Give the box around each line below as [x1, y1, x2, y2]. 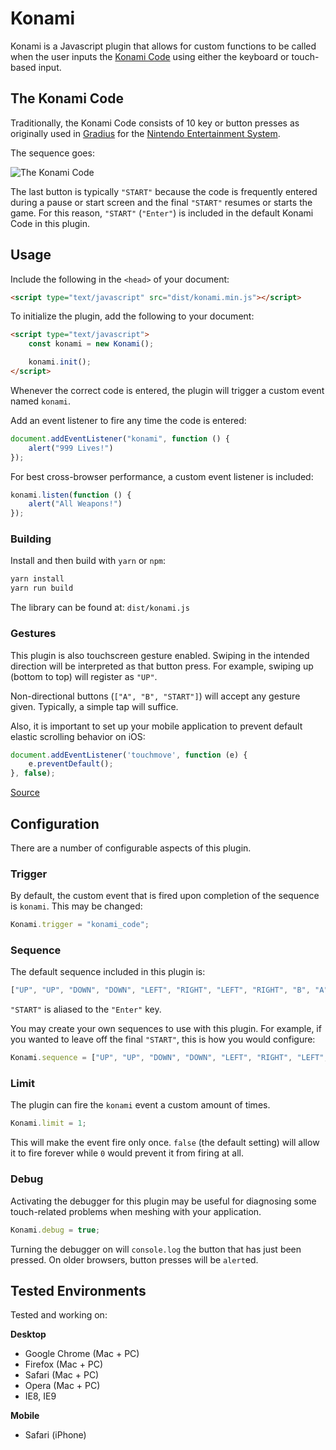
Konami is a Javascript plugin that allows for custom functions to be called [10, 40, 317, 52]
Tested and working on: [10, 1309, 108, 1321]
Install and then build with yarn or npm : [10, 555, 167, 567]
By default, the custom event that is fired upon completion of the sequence [10, 890, 320, 902]
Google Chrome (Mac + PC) [24, 1348, 140, 1360]
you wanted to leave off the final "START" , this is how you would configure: [10, 1033, 316, 1046]
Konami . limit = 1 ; [10, 1118, 87, 1129]
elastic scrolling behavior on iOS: [10, 730, 146, 742]
